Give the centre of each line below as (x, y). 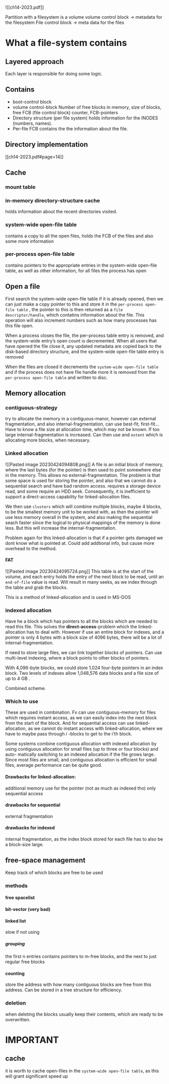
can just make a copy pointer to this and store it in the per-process (74, 304)
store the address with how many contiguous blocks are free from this (78, 985)
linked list (16, 921)
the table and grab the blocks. (36, 587)
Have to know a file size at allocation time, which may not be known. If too (82, 429)
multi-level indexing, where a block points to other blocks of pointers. (78, 658)
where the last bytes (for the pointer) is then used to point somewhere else (83, 469)
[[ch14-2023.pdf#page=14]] (34, 157)
